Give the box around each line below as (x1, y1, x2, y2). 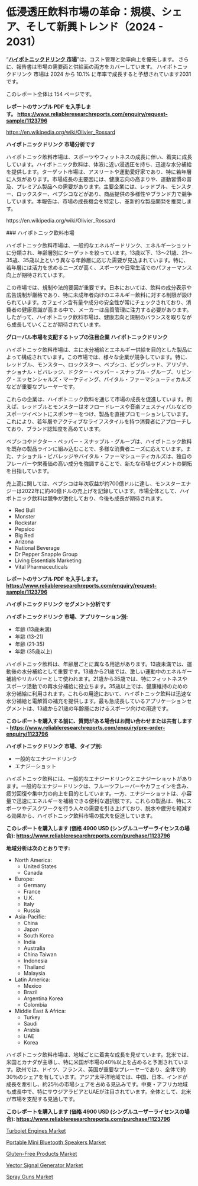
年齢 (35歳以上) (14, 647, 53, 655)
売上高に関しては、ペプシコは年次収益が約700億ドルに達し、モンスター (6, 480, 181, 487)
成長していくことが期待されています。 (11, 321, 104, 328)
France (23, 888, 41, 895)
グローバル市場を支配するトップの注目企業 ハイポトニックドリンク (6, 333, 168, 340)
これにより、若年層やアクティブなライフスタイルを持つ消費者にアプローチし (6, 418, 192, 425)
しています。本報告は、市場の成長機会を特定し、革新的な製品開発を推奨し (6, 198, 187, 205)
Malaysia (23, 969, 46, 976)
